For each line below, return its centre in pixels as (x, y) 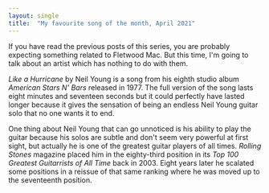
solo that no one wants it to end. (61, 113)
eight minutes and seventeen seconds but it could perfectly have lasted (126, 96)
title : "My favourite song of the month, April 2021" (102, 23)
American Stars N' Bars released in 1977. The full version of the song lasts (131, 87)
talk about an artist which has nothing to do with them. (98, 63)
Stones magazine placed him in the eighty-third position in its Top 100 (124, 154)
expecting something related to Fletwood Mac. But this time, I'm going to (128, 55)
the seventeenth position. (50, 180)
